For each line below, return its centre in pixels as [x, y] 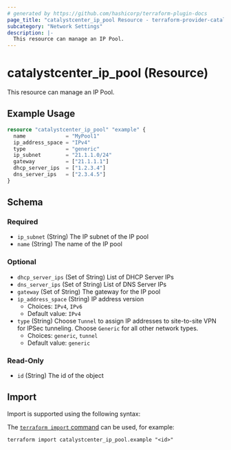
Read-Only [26, 361]
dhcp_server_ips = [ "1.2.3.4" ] [60, 168]
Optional [22, 262]
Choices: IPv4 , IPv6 [55, 306]
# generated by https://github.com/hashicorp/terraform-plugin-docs [107, 13]
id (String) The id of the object [60, 376]
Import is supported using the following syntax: [74, 414]
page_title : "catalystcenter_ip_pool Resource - [78, 20]
